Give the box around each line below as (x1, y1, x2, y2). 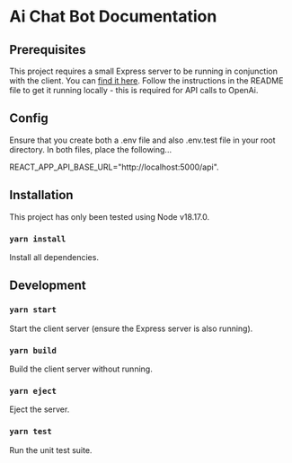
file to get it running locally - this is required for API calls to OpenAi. (9, 85, 259, 95)
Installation (9, 188, 74, 203)
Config (9, 110, 49, 127)
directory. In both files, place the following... (9, 144, 173, 154)
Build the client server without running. (9, 363, 153, 374)
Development (9, 278, 87, 293)
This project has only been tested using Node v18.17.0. (9, 211, 209, 222)
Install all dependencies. (9, 251, 99, 262)
